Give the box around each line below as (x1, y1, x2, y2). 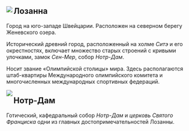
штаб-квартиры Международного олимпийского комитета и (6, 71, 163, 79)
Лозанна (13, 6, 48, 16)
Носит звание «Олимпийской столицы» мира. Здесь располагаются (6, 65, 184, 72)
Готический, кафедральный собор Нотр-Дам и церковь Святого (6, 112, 174, 119)
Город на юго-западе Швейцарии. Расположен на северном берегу (6, 22, 183, 29)
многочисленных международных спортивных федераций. (6, 78, 160, 85)
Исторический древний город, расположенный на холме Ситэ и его (6, 40, 183, 47)
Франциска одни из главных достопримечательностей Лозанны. (6, 118, 174, 125)
